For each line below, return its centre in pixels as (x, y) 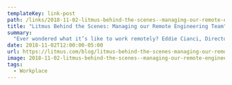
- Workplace (31, 71)
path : (15, 20)
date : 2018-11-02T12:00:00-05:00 (55, 45)
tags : (15, 64)
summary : (20, 33)
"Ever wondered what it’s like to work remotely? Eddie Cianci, (108, 39)
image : (17, 58)
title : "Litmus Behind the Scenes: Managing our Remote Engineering (108, 26)
